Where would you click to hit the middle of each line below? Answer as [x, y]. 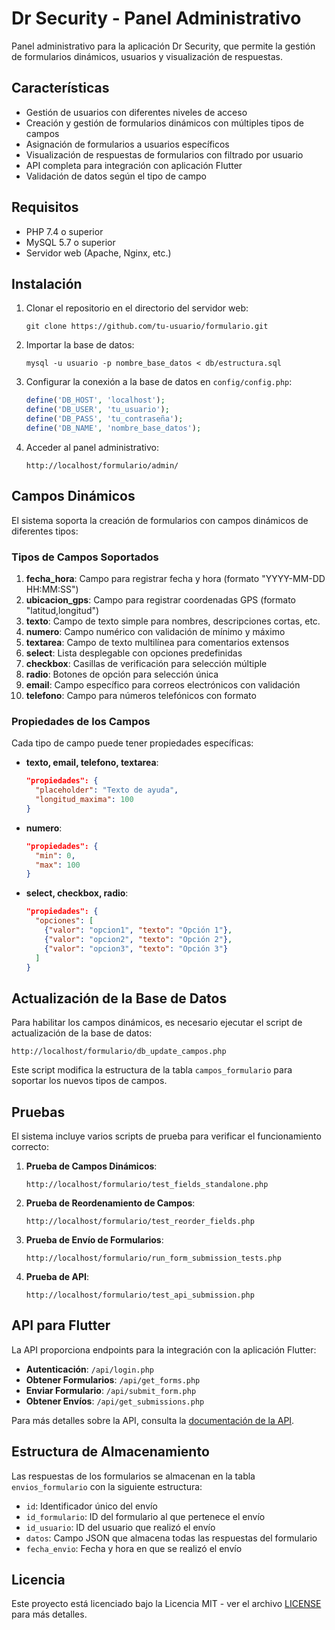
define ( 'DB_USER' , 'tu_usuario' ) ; [97, 410]
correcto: [30, 1147]
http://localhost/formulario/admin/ [102, 465]
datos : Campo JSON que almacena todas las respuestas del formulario [171, 1538]
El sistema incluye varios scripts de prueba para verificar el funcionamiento [166, 1136]
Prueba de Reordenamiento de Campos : [110, 1203]
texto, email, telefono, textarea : [92, 763]
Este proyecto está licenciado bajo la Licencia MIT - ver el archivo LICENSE [166, 1604]
